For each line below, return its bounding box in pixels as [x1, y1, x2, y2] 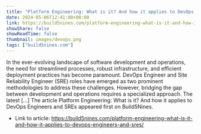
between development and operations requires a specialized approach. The [6, 90, 193, 98]
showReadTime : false [6, 31, 58, 37]
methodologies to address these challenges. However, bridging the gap [6, 84, 182, 91]
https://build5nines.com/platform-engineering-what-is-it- [51, 114, 193, 121]
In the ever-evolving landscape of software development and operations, [6, 58, 186, 66]
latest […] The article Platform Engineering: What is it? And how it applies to [6, 96, 193, 103]
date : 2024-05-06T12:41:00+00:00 [6, 14, 90, 20]
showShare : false [6, 25, 50, 32]
